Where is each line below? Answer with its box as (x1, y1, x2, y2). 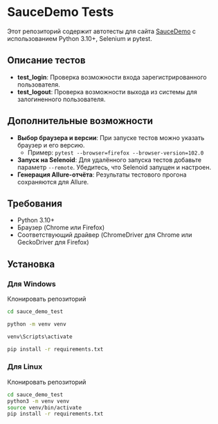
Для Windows (7, 279, 57, 288)
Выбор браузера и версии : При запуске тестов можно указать (17, 133, 205, 142)
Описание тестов (7, 55, 86, 67)
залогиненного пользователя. (17, 95, 106, 103)
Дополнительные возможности (7, 115, 154, 127)
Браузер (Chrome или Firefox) (17, 223, 105, 232)
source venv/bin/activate (7, 404, 82, 411)
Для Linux (7, 362, 43, 371)
